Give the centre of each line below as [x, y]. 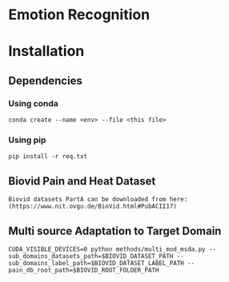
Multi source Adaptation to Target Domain [115, 230]
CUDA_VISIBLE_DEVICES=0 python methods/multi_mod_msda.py [107, 249]
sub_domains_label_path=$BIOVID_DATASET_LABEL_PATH [96, 263]
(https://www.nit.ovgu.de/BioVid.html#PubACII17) [93, 207]
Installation [46, 52]
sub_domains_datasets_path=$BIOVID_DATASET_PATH [91, 256]
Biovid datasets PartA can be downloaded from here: [98, 200]
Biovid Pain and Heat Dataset [82, 181]
